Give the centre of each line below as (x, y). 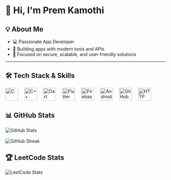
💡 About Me (24, 29)
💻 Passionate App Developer (44, 42)
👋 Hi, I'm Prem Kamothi (55, 10)
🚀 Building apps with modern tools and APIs (59, 49)
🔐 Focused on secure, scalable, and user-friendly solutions (74, 54)
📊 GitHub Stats (30, 116)
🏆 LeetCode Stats (35, 158)
